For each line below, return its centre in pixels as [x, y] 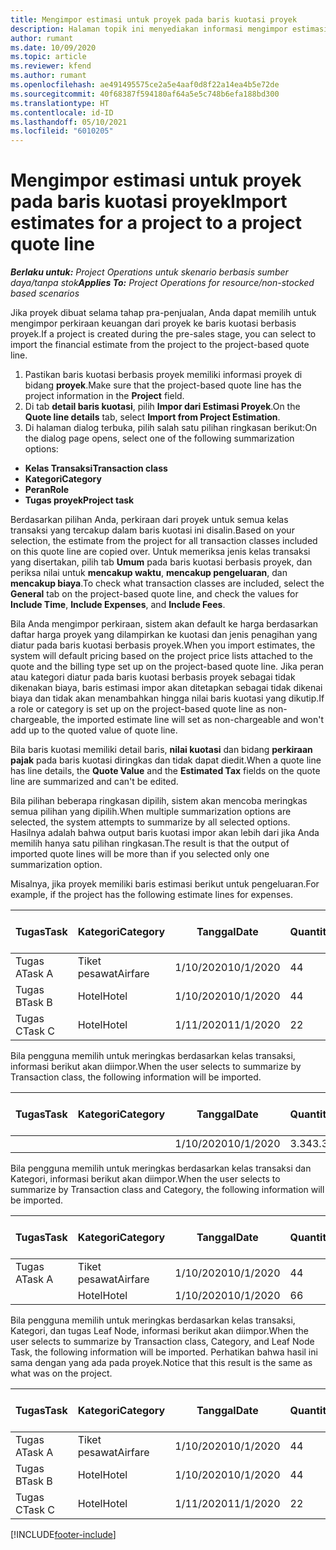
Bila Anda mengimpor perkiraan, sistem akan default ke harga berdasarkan [164, 624]
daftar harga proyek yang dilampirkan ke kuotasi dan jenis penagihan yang [164, 635]
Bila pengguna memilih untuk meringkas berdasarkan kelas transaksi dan [161, 1168]
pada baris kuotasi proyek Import [149, 202]
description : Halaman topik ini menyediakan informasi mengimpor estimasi [169, 29]
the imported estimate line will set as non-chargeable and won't [193, 720]
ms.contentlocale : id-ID [62, 112]
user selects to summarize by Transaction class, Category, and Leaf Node [162, 1342]
